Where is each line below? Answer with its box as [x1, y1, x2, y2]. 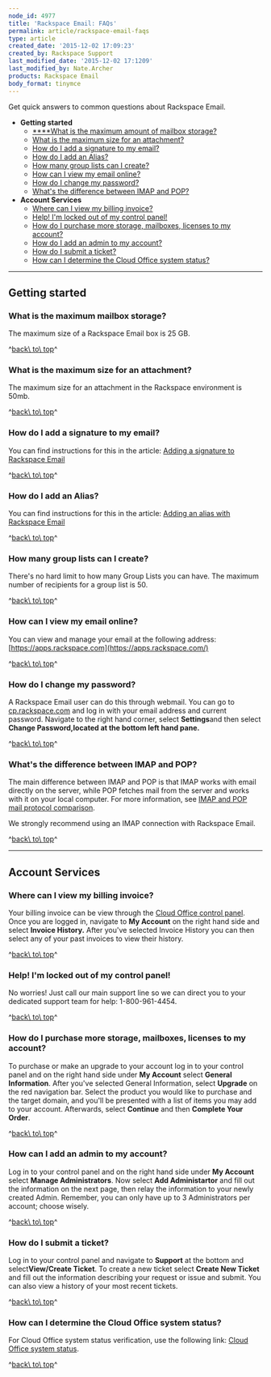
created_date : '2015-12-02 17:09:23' [8, 42, 135, 50]
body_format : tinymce [8, 79, 81, 87]
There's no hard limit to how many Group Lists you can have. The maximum [8, 571, 260, 581]
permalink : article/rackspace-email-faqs [8, 27, 150, 35]
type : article [8, 34, 56, 43]
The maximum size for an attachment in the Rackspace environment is [8, 383, 242, 392]
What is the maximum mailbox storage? [8, 310, 167, 321]
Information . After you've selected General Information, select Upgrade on [8, 1078, 258, 1088]
